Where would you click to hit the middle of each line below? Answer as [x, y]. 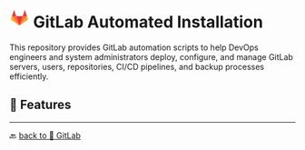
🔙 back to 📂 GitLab [45, 135]
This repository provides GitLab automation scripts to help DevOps [134, 47]
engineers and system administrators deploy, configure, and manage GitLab [151, 56]
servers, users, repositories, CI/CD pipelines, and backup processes [137, 66]
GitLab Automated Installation [148, 22]
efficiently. [29, 76]
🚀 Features [40, 105]
